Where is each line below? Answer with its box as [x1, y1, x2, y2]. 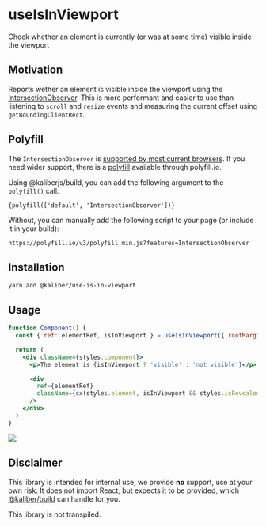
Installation [8, 260, 65, 274]
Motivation [8, 63, 63, 77]
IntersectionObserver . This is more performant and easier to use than [8, 93, 234, 102]
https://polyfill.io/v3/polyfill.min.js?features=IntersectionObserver [8, 239, 249, 247]
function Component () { [8, 324, 87, 333]
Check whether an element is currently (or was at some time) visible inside [8, 32, 252, 41]
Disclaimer [8, 456, 63, 470]
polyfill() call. [8, 186, 59, 195]
